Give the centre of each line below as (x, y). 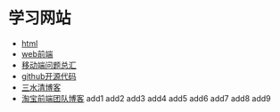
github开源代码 (49, 76)
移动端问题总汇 (49, 65)
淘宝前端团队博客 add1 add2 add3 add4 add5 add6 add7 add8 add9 (146, 98)
